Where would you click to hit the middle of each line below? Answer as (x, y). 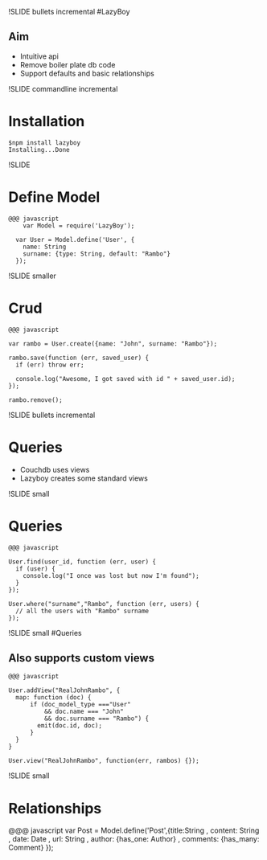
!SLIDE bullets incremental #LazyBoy (69, 12)
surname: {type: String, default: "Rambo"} (97, 254)
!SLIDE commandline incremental (63, 88)
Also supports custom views (82, 658)
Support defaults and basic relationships (87, 73)
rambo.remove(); (35, 400)
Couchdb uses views (55, 469)
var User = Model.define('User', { (75, 240)
